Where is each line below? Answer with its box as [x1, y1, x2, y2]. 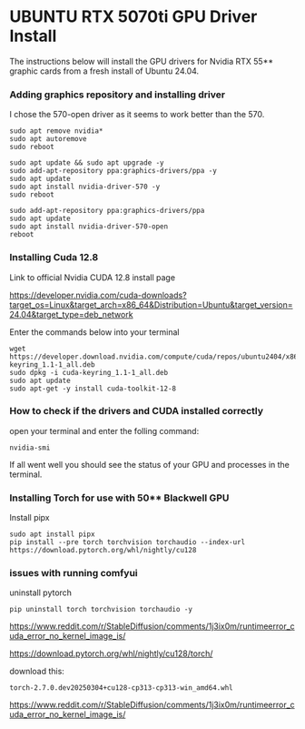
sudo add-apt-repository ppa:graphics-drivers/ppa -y [9, 167, 218, 176]
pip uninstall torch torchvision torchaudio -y [9, 605, 193, 614]
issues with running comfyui [9, 567, 138, 580]
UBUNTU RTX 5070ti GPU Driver [9, 6, 258, 27]
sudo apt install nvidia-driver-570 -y [9, 182, 161, 192]
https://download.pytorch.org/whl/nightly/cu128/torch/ [9, 648, 213, 659]
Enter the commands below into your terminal [9, 326, 180, 338]
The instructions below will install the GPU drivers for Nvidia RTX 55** [9, 56, 274, 66]
